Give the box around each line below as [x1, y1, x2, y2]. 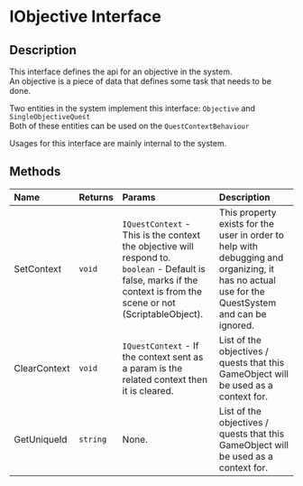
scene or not [122, 296, 176, 309]
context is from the [122, 285, 203, 297]
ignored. [219, 319, 254, 332]
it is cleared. [122, 384, 174, 397]
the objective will [122, 239, 194, 252]
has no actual [219, 274, 277, 286]
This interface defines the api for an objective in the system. [9, 66, 233, 77]
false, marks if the [122, 274, 198, 286]
